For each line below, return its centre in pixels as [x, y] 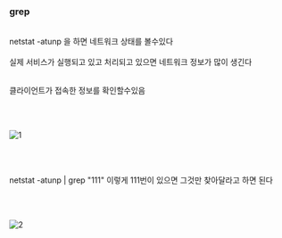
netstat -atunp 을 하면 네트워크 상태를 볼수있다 [91, 42]
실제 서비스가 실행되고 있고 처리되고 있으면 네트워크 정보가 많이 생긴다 [131, 62]
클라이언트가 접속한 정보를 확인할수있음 [77, 91]
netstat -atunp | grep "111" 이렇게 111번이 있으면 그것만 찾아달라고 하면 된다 [141, 180]
